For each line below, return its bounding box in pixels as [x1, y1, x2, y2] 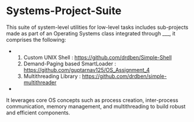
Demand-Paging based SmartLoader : [23, 60, 117, 67]
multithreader [23, 78, 57, 86]
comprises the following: [6, 36, 66, 43]
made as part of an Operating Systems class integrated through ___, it [6, 29, 176, 37]
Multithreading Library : [23, 72, 81, 80]
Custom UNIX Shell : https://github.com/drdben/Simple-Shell [23, 54, 172, 61]
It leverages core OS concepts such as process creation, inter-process [6, 96, 179, 104]
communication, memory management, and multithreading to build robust [6, 103, 186, 110]
